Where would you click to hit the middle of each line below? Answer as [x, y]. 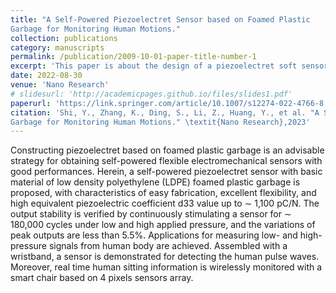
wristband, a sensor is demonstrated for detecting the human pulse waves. [165, 257]
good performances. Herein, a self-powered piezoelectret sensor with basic [166, 172]
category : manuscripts [57, 47]
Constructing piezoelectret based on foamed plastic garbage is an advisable [167, 150]
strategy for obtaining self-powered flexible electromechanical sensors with [166, 161]
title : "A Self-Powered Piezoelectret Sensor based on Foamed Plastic [160, 19]
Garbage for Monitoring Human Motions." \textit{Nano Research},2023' [160, 122]
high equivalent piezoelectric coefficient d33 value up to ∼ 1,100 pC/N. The [165, 203]
